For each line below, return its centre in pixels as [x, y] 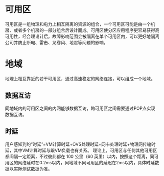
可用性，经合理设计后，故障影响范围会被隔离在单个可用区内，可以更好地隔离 [82, 36]
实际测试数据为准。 [33, 169]
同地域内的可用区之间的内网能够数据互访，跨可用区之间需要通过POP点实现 [80, 108]
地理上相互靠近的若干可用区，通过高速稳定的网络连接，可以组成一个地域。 [80, 78]
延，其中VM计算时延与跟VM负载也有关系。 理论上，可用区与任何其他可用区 [81, 150]
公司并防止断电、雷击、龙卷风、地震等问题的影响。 [57, 42]
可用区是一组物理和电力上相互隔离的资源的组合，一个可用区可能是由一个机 [80, 24]
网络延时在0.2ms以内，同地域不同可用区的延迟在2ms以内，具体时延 [86, 162]
